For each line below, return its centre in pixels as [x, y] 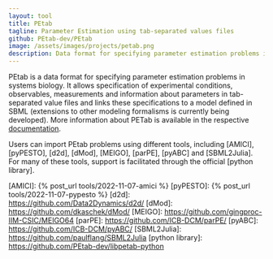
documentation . [35, 128]
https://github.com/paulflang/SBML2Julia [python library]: [106, 237]
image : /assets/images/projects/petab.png [81, 46]
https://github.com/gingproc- [213, 212]
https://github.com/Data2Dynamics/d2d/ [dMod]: [91, 203]
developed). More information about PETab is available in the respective [129, 120]
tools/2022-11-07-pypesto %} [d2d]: [69, 194]
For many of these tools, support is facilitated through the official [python [131, 162]
